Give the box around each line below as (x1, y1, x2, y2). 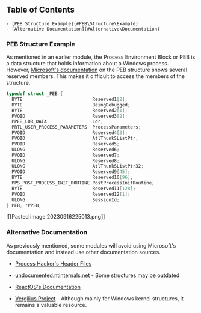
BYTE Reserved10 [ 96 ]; (11, 174, 134, 181)
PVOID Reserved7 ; (11, 152, 120, 158)
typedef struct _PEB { (6, 91, 63, 97)
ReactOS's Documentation (14, 283, 81, 290)
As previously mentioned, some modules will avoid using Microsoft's (6, 242, 176, 249)
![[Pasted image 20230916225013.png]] (6, 213, 105, 220)
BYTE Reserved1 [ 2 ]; (11, 96, 128, 102)
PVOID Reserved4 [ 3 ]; (11, 130, 128, 136)
